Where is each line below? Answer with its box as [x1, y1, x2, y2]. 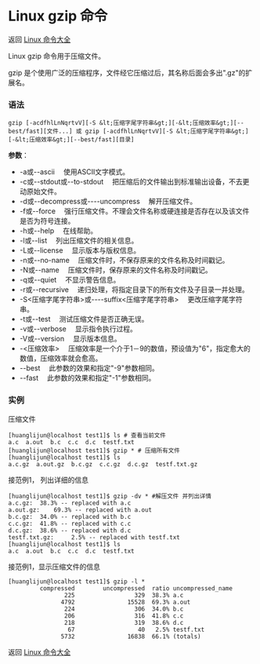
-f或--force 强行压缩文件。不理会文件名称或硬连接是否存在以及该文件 [19, 206, 250, 216]
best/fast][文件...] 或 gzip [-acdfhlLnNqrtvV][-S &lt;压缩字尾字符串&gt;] [8, 127, 249, 136]
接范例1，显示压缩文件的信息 [8, 562, 100, 571]
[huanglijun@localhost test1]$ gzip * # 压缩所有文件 [8, 447, 180, 454]
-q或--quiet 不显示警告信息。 [19, 275, 121, 285]
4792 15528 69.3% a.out [60, 598, 191, 606]
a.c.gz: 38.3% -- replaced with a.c [8, 499, 132, 507]
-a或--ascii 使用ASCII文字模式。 [19, 167, 130, 177]
